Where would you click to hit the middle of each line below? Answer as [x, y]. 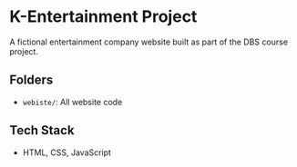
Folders [31, 80]
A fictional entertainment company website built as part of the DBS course [149, 42]
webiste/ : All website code [72, 102]
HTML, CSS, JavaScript [67, 152]
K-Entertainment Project [103, 17]
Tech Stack [42, 130]
